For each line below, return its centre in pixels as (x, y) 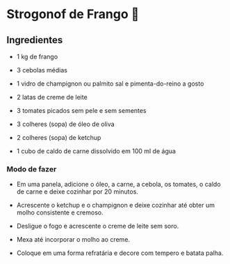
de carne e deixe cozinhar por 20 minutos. (77, 192)
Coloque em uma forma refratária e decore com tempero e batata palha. (120, 253)
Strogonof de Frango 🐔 (73, 14)
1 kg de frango (37, 56)
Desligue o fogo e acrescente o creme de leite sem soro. (98, 226)
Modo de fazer (32, 169)
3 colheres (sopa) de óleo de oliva (66, 124)
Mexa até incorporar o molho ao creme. (73, 240)
